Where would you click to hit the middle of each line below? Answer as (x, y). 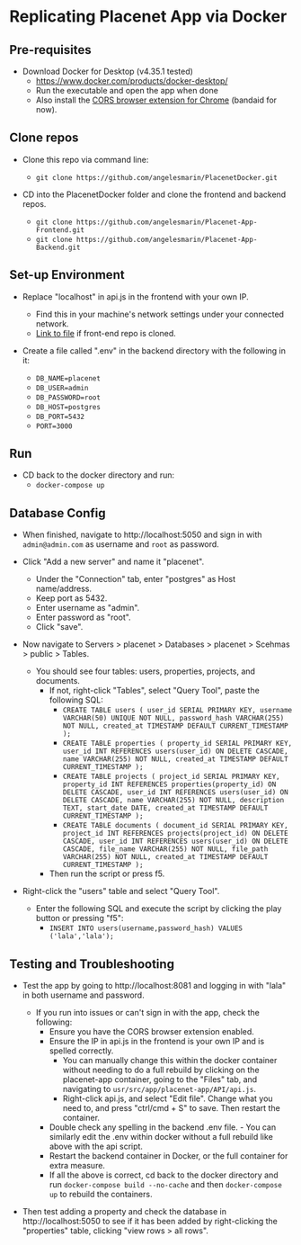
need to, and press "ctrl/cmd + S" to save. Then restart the (171, 1108)
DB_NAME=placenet (68, 378)
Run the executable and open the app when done (127, 90)
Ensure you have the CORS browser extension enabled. (151, 1032)
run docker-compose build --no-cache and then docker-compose (166, 1185)
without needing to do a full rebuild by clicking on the (161, 1070)
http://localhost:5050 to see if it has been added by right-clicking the (150, 1222)
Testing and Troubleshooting (92, 964)
